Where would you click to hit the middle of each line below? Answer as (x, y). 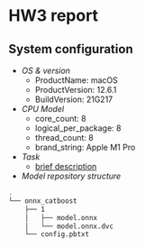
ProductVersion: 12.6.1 (76, 90)
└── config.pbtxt (57, 234)
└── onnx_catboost (43, 201)
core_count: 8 (60, 119)
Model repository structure (71, 176)
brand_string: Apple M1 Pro (85, 147)
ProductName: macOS (77, 80)
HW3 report (54, 16)
